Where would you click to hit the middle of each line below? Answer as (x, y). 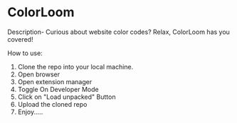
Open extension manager (55, 81)
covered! (20, 39)
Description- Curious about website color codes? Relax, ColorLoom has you (118, 32)
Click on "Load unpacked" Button (67, 97)
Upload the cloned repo (52, 104)
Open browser (39, 74)
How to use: (25, 53)
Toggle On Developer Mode (58, 89)
